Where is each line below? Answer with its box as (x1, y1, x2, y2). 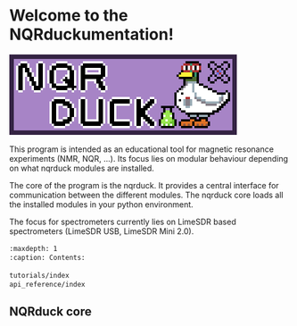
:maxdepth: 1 (9, 244, 58, 253)
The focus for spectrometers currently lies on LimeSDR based (9, 216, 236, 227)
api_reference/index (9, 280, 87, 288)
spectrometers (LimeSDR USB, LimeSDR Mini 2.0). (9, 225, 194, 237)
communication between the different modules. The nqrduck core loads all (9, 189, 284, 200)
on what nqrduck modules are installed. (9, 163, 154, 173)
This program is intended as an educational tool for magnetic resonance (9, 144, 275, 155)
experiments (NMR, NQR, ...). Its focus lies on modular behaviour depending (9, 153, 288, 163)
